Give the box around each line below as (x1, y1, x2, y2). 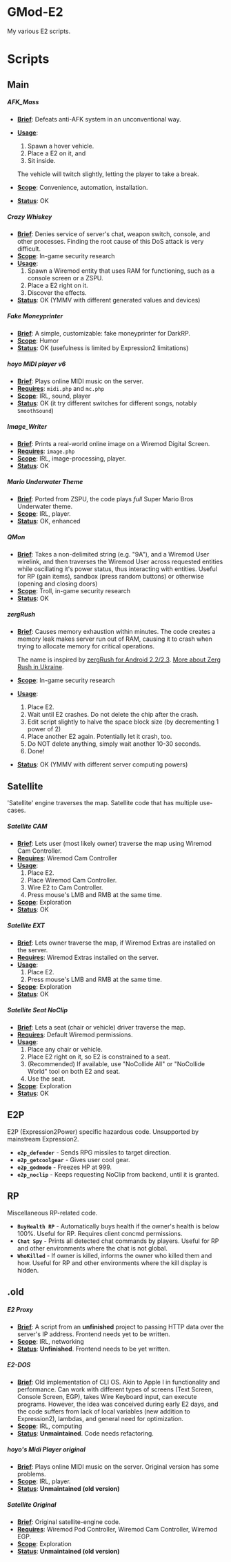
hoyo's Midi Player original (7, 1445, 86, 1454)
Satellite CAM (7, 822, 48, 830)
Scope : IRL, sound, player (17, 392, 91, 401)
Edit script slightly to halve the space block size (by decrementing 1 (27, 717, 219, 726)
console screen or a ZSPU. (27, 274, 103, 282)
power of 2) (27, 725, 61, 733)
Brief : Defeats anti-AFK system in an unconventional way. (17, 115, 181, 124)
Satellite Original (7, 1500, 57, 1509)
